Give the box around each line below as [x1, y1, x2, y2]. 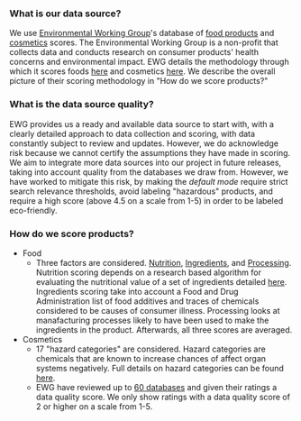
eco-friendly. [9, 205, 58, 215]
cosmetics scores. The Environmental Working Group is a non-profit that [9, 37, 279, 48]
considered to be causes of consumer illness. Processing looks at [35, 305, 281, 316]
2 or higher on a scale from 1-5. [35, 400, 153, 412]
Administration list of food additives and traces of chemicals [35, 296, 260, 307]
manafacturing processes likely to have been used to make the [35, 315, 269, 325]
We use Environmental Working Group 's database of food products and [9, 28, 275, 39]
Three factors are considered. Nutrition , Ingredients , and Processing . [35, 257, 292, 268]
